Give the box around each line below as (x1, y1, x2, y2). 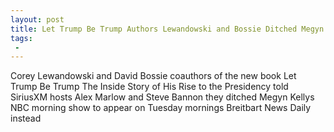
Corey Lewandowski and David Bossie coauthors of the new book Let (10, 70, 297, 82)
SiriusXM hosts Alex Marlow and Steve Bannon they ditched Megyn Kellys (10, 91, 315, 103)
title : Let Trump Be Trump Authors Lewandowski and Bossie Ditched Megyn (10, 24, 325, 34)
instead (10, 112, 42, 125)
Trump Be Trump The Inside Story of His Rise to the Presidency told (10, 81, 289, 93)
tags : (10, 33, 33, 43)
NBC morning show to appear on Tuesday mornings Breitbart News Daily (10, 102, 312, 114)
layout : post (10, 14, 65, 25)
